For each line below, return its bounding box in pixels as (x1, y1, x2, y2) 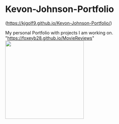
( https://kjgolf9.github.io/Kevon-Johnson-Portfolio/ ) (5, 20, 112, 26)
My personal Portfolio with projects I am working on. (5, 29, 113, 35)
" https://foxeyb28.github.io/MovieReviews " (5, 35, 94, 41)
